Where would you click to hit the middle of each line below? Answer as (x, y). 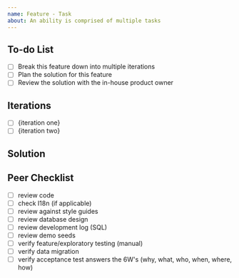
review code (36, 195)
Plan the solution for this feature (65, 75)
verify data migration (49, 252)
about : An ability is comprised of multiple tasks (84, 21)
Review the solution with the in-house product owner (95, 83)
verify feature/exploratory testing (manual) (80, 244)
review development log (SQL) (62, 227)
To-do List (31, 50)
